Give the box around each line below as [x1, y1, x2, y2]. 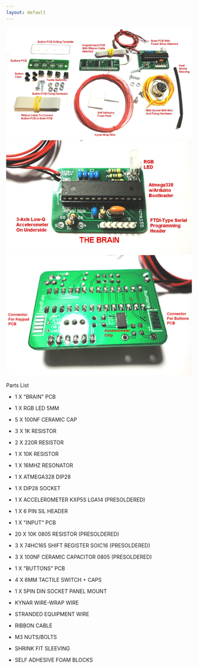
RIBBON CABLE [14, 622, 53, 629]
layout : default [6, 9, 46, 15]
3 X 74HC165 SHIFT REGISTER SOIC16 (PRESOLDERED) [14, 542, 150, 549]
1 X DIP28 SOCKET [14, 484, 61, 491]
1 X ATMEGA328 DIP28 [14, 473, 71, 480]
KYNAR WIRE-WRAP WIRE [14, 599, 79, 606]
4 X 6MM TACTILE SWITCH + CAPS [14, 576, 102, 583]
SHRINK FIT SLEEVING [14, 644, 70, 652]
